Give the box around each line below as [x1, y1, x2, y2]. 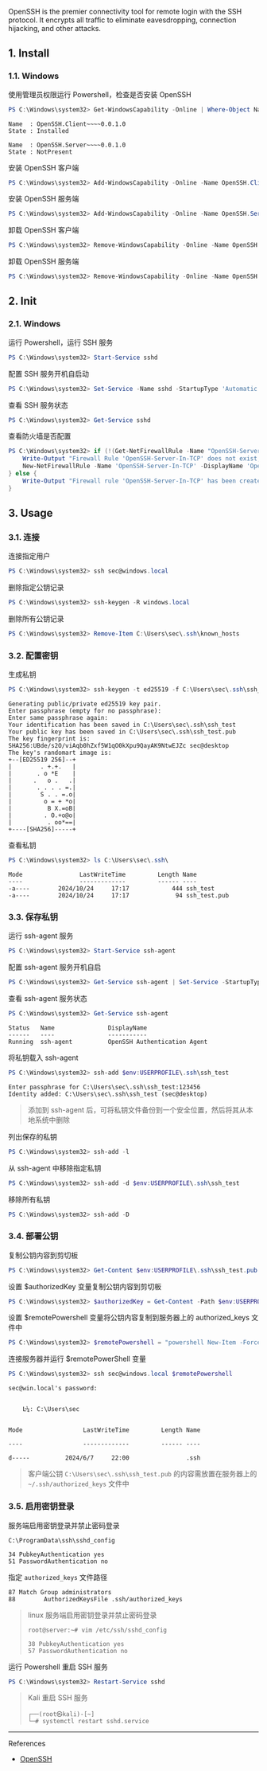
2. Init [8, 295, 37, 308]
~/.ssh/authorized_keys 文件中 [27, 1479, 130, 1488]
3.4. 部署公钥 [8, 1230, 59, 1241]
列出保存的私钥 [8, 1132, 57, 1141]
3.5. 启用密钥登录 [8, 1501, 75, 1512]
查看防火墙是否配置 [8, 432, 72, 441]
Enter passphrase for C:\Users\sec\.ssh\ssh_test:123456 [8, 1083, 201, 1091]
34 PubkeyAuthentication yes [8, 1550, 105, 1558]
